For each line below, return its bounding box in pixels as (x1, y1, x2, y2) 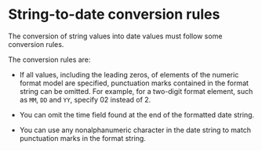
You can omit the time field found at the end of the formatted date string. (19, 110, 255, 119)
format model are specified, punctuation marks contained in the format (19, 78, 249, 88)
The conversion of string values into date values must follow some (8, 31, 223, 41)
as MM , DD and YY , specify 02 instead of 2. (19, 95, 151, 104)
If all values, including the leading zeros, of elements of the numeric (19, 70, 239, 79)
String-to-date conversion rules (8, 5, 220, 23)
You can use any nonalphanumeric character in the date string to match (19, 125, 251, 135)
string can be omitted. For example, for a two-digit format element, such (19, 86, 253, 95)
